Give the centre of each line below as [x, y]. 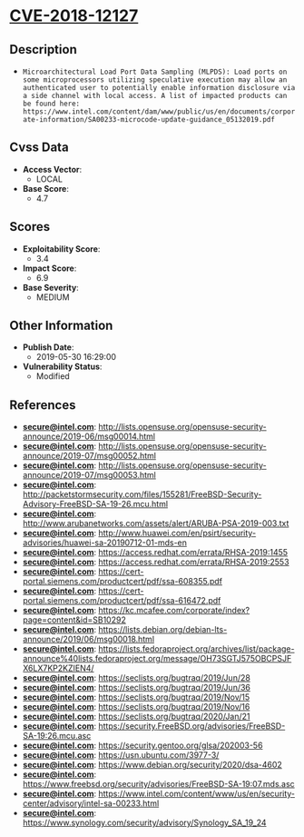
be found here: [51, 104]
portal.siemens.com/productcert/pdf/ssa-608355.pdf [122, 582]
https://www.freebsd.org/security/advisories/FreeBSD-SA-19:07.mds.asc [158, 784]
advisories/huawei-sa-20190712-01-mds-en [105, 543]
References [43, 405]
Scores [30, 227]
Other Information [61, 326]
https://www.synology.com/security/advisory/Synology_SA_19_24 [144, 822]
